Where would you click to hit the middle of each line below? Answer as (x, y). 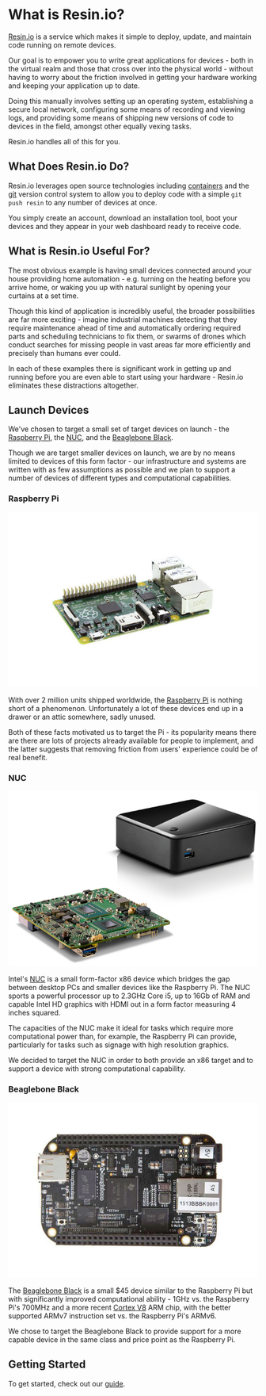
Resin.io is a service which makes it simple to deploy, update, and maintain (130, 36)
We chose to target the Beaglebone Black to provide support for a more (125, 1331)
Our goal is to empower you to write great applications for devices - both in (131, 60)
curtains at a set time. (44, 296)
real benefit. (28, 757)
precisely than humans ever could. (65, 353)
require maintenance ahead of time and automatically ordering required (125, 327)
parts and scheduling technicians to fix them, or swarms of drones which (127, 336)
